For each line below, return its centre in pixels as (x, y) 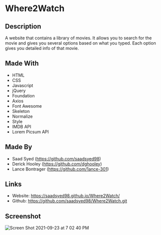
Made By (19, 147)
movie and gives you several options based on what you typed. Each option (80, 43)
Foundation (23, 95)
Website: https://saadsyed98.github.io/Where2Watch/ (66, 196)
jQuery (19, 91)
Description (23, 26)
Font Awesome (27, 106)
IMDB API (22, 126)
